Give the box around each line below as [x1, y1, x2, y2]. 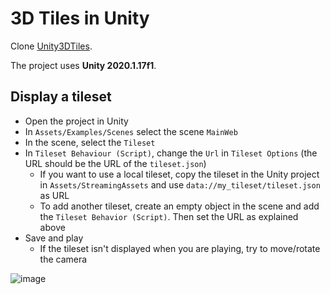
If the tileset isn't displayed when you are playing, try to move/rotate [39, 242, 321, 254]
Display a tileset [10, 88, 112, 106]
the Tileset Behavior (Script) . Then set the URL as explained [39, 210, 299, 222]
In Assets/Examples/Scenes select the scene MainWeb [24, 125, 238, 137]
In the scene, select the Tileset [24, 136, 156, 148]
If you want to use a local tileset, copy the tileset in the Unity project [39, 168, 320, 180]
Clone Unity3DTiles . [10, 40, 93, 52]
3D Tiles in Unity [10, 7, 150, 30]
